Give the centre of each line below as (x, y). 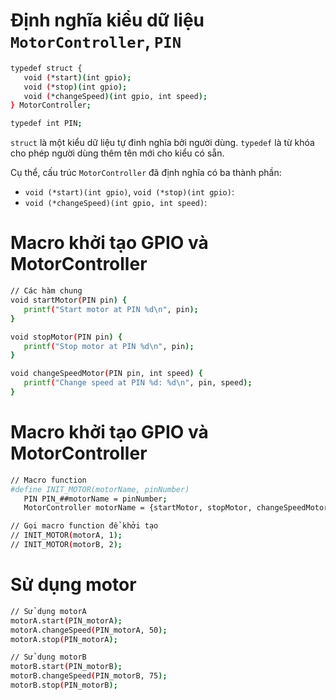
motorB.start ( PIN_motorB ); (66, 667)
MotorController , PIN (96, 41)
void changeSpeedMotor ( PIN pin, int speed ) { (106, 374)
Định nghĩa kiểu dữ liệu (107, 20)
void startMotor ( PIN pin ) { (69, 300)
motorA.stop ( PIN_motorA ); (64, 639)
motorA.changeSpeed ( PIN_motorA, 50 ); (89, 630)
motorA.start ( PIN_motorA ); (66, 620)
